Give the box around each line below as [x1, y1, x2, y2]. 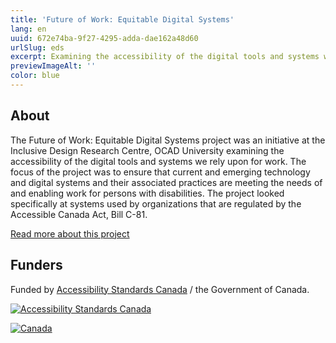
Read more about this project [10, 227, 130, 240]
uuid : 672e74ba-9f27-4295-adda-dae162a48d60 [10, 33, 199, 43]
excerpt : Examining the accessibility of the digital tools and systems [10, 52, 320, 62]
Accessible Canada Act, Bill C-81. [10, 208, 148, 220]
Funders [10, 257, 63, 274]
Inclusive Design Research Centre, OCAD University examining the [10, 144, 285, 156]
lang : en [10, 24, 47, 34]
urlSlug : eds [10, 42, 65, 53]
